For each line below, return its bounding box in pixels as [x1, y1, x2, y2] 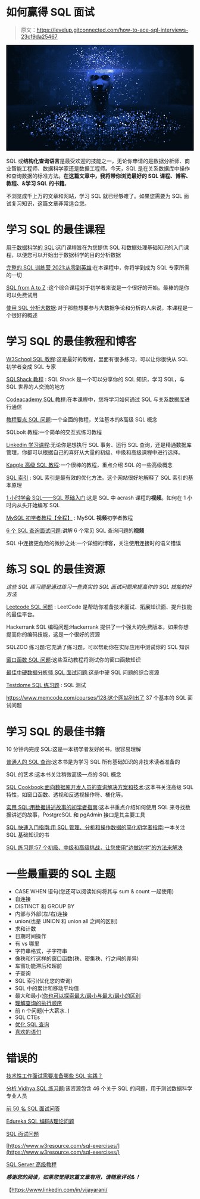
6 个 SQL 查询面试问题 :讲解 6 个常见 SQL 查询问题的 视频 [6, 527, 145, 534]
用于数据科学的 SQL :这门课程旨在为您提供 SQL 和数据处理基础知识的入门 [6, 244, 185, 251]
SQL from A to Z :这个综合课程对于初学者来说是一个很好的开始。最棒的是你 [6, 284, 189, 291]
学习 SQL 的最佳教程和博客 [6, 334, 137, 348]
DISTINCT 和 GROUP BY [14, 903, 75, 910]
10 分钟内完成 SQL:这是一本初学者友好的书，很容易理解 [6, 746, 142, 753]
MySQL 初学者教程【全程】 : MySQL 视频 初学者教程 [6, 514, 133, 521]
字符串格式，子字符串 [14, 948, 67, 955]
